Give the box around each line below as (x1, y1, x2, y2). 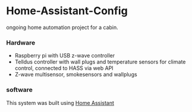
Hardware (6, 39, 36, 47)
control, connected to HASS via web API (14, 65, 114, 72)
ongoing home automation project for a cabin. (6, 24, 119, 31)
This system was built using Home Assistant (6, 99, 115, 106)
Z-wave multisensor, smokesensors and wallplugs (14, 71, 138, 78)
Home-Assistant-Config (6, 4, 128, 18)
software (6, 86, 33, 94)
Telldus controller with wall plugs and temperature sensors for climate (14, 58, 186, 66)
